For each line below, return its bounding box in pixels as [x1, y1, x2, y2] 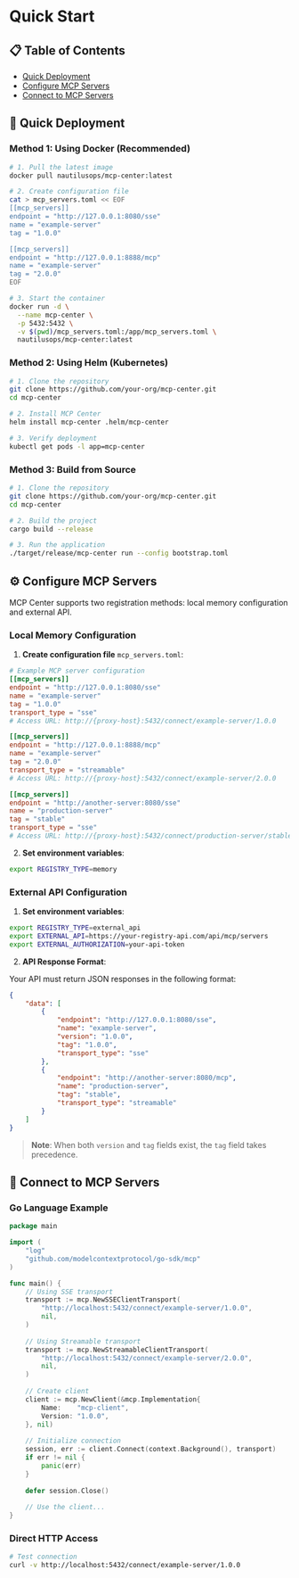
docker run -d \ [9, 302, 69, 311]
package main [9, 1222, 58, 1231]
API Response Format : [21, 956, 107, 967]
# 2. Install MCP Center [9, 409, 101, 418]
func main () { [9, 1278, 62, 1288]
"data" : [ [25, 999, 62, 1008]
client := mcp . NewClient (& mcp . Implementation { [25, 1394, 201, 1404]
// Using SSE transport [25, 1287, 114, 1296]
